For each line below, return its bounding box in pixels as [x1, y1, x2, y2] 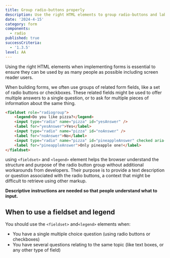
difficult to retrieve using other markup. [5, 178, 87, 184]
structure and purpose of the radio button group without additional [5, 162, 144, 168]
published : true [5, 36, 39, 41]
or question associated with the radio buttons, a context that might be [5, 173, 151, 179]
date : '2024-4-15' [5, 17, 44, 22]
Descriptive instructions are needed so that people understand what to [5, 188, 158, 194]
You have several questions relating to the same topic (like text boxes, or [12, 242, 164, 248]
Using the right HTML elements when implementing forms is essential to [5, 64, 156, 70]
